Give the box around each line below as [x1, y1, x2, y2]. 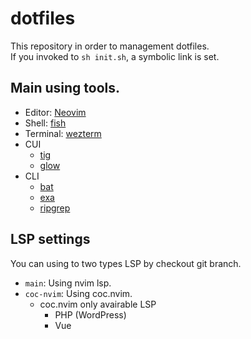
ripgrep [39, 202, 71, 214]
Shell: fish [24, 117, 67, 129]
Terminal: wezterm [24, 127, 102, 139]
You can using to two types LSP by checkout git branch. [10, 257, 242, 269]
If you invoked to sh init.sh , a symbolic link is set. [10, 50, 220, 62]
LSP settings [10, 231, 91, 248]
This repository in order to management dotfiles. [10, 40, 210, 52]
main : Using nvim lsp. [24, 277, 112, 289]
